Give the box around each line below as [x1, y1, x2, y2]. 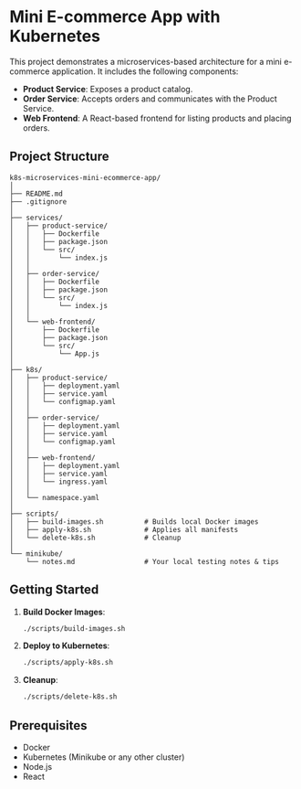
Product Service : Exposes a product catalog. [22, 83, 193, 94]
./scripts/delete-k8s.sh [22, 692, 118, 701]
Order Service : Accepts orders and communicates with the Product [22, 93, 278, 104]
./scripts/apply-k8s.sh [22, 658, 114, 667]
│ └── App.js [9, 349, 100, 358]
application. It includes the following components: [51, 66, 239, 77]
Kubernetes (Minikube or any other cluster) [22, 752, 185, 762]
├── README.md [9, 189, 64, 198]
